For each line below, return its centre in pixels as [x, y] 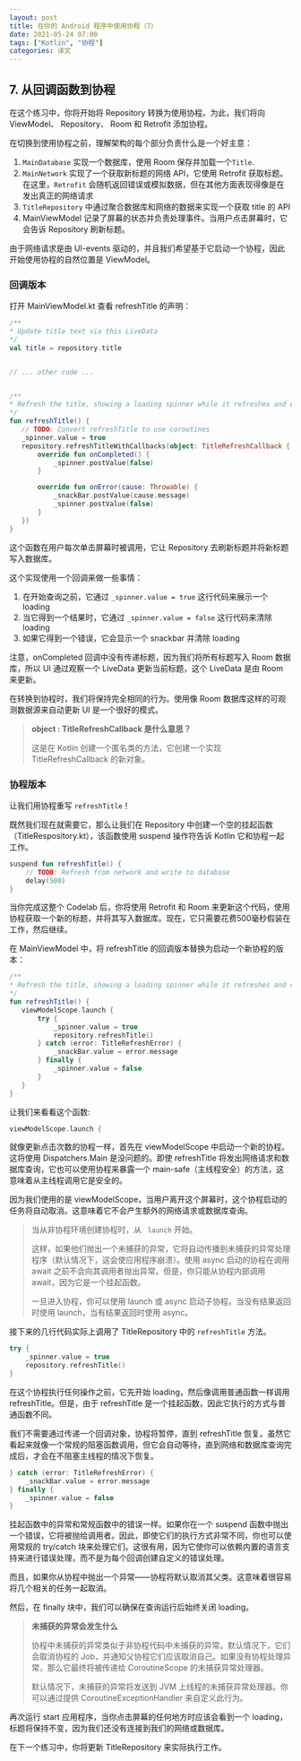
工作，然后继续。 [41, 929]
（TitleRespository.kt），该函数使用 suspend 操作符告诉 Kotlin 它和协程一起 [147, 835]
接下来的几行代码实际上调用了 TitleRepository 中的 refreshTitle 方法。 [140, 1332]
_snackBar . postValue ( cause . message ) [122, 496]
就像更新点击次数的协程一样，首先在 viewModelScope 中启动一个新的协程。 [149, 1147]
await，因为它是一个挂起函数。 [88, 1282]
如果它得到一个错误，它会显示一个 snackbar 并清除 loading [131, 638]
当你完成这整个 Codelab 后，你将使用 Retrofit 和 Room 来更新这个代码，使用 [150, 907]
